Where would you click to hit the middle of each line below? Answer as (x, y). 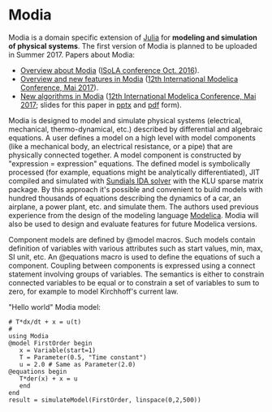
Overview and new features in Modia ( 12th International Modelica (129, 79)
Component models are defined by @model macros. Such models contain (132, 239)
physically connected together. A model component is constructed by (125, 155)
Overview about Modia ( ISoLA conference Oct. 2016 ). (110, 70)
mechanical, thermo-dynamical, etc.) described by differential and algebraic (136, 129)
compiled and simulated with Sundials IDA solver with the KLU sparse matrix (136, 181)
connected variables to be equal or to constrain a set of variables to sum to (134, 282)
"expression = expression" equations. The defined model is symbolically (130, 163)
